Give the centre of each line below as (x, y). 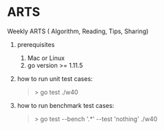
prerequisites (36, 44)
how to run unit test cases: (55, 78)
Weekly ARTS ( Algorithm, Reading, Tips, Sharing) (78, 31)
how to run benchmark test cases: (66, 105)
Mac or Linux (46, 58)
